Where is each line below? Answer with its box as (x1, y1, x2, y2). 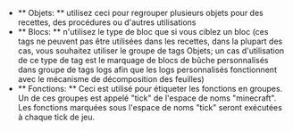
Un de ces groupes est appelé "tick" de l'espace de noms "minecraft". (17, 93, 277, 103)
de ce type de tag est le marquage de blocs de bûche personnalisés (17, 55, 269, 65)
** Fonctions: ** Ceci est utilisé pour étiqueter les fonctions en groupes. (17, 84, 283, 94)
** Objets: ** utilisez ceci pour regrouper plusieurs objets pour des (17, 8, 264, 18)
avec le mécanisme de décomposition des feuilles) (17, 74, 205, 84)
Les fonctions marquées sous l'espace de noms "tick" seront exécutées (17, 102, 283, 112)
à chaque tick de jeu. (17, 111, 96, 122)
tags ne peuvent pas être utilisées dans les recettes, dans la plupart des (17, 36, 283, 46)
